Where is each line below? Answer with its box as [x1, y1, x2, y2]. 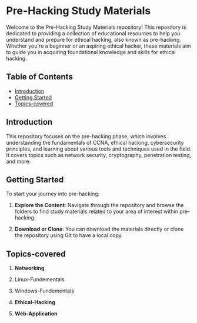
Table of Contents [6, 72, 74, 82]
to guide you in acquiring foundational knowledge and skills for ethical [6, 48, 176, 55]
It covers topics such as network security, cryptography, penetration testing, [6, 151, 192, 158]
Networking [14, 265, 45, 272]
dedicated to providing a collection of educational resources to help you [6, 29, 181, 36]
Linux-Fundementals [14, 276, 65, 283]
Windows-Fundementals [14, 287, 75, 295]
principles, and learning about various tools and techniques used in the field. [6, 145, 192, 152]
